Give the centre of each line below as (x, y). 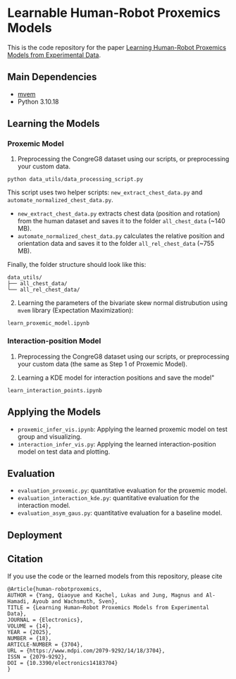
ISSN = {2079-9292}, (38, 656)
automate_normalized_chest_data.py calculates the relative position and (121, 236)
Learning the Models (54, 124)
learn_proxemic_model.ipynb (49, 323)
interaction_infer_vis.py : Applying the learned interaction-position (117, 444)
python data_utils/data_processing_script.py (75, 180)
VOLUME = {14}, (30, 626)
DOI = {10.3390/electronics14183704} (63, 663)
